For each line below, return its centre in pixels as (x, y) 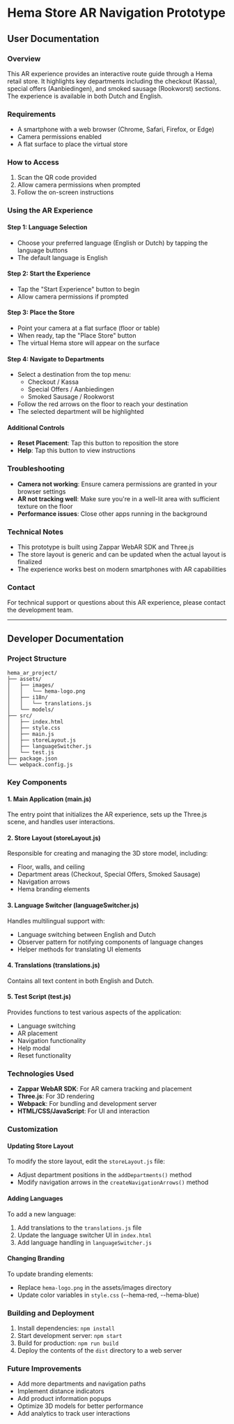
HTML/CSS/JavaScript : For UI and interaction (83, 1111)
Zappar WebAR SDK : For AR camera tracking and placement (104, 1089)
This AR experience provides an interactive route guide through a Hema (110, 73)
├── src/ (20, 715)
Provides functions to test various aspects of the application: (94, 1012)
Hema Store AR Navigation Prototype (117, 13)
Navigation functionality (52, 1040)
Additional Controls (36, 427)
